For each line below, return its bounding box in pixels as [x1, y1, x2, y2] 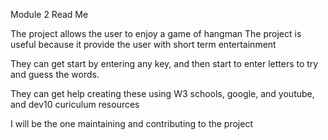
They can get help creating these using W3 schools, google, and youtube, [10, 88, 315, 99]
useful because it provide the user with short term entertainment [10, 39, 277, 50]
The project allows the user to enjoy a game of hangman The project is [10, 28, 302, 39]
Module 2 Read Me [10, 9, 89, 20]
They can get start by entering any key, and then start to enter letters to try [10, 58, 319, 69]
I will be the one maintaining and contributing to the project [10, 118, 253, 129]
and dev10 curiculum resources [10, 99, 140, 110]
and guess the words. [10, 69, 100, 80]
